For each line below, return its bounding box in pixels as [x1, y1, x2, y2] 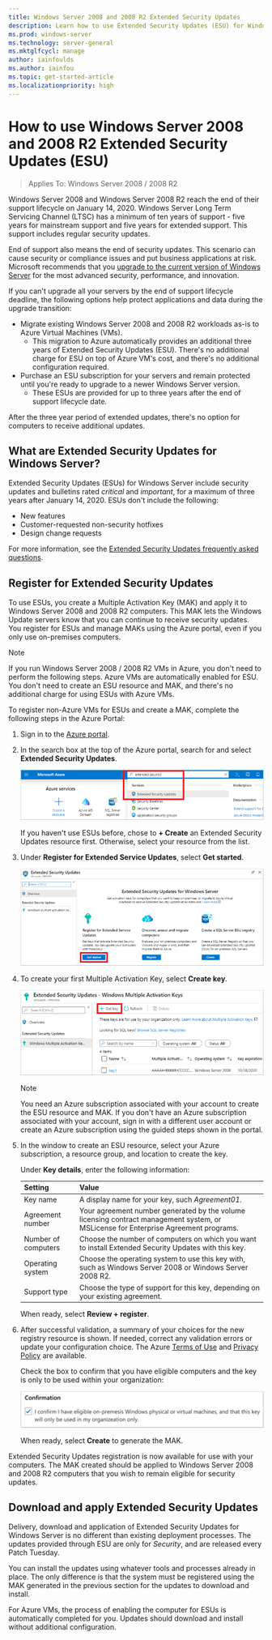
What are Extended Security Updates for [8, 444, 217, 458]
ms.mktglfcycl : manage [8, 47, 85, 56]
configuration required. [32, 361, 109, 372]
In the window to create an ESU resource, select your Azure [19, 1140, 220, 1150]
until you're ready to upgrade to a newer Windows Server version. [19, 379, 240, 389]
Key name [23, 1194, 57, 1204]
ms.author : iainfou [8, 65, 74, 73]
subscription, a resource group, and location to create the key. [19, 1149, 228, 1159]
